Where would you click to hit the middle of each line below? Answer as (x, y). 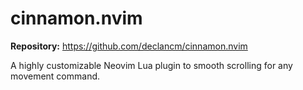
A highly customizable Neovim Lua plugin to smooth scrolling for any (151, 65)
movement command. (55, 76)
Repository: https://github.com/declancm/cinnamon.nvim (129, 46)
